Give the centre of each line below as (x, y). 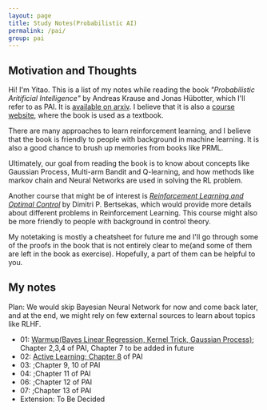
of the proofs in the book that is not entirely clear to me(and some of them (130, 246)
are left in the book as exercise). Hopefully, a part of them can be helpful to (132, 254)
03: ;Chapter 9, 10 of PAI (60, 364)
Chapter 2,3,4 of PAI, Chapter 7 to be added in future (107, 348)
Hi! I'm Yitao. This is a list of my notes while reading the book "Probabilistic (132, 90)
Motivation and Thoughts (73, 70)
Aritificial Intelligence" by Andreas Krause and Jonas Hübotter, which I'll (127, 98)
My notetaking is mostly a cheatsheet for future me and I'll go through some (133, 237)
